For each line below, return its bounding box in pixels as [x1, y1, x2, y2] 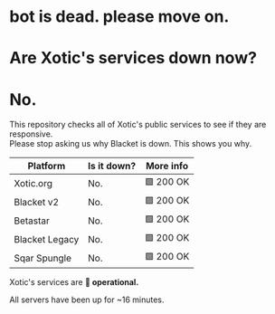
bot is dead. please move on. [9, 6, 230, 27]
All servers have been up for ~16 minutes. [9, 294, 165, 305]
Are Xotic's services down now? [9, 48, 258, 69]
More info [146, 160, 188, 173]
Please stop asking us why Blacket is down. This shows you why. [9, 138, 252, 149]
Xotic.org [14, 176, 52, 189]
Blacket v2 [14, 195, 60, 208]
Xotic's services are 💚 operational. [9, 277, 139, 288]
